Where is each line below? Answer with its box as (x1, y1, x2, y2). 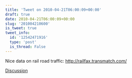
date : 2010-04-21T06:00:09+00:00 (5, 16, 75, 21)
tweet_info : (5, 30, 30, 35)
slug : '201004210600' (5, 21, 50, 26)
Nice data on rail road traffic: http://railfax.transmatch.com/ (5, 58, 127, 64)
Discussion (5, 68, 28, 74)
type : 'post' (9, 40, 37, 45)
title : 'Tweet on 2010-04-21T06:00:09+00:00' (5, 7, 101, 12)
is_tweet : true (5, 26, 37, 31)
